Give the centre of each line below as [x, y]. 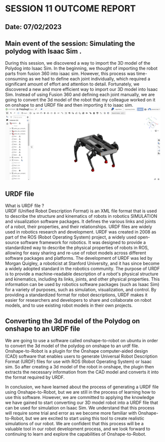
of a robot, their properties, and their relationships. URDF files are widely [79, 227]
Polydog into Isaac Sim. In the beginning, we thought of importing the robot [81, 68]
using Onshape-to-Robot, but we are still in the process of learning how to [81, 392]
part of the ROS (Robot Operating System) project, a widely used [71, 237]
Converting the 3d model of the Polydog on [73, 321]
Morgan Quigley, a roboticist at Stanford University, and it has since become [82, 263]
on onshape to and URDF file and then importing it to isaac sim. [69, 105]
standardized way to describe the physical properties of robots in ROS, [77, 248]
